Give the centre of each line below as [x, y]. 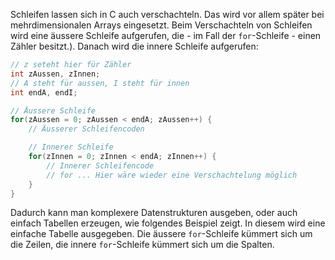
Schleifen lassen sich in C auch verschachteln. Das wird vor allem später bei [167, 14]
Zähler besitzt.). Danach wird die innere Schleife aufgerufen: [134, 46]
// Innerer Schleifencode [100, 165]
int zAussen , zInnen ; [55, 74]
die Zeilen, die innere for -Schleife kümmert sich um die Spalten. [142, 245]
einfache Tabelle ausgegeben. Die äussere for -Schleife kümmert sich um [161, 234]
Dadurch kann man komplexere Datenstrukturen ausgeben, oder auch [154, 213]
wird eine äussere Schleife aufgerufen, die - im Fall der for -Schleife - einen [166, 35]
